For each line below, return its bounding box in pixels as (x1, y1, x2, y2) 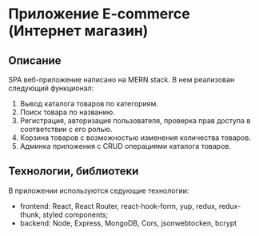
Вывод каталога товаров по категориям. (19, 99, 158, 108)
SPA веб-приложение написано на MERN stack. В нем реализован (8, 75, 235, 84)
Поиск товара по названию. (19, 107, 116, 117)
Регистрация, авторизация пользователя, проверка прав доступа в (19, 116, 251, 125)
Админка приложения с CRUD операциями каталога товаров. (19, 142, 232, 150)
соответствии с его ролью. (19, 125, 113, 134)
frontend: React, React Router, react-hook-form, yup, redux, (19, 201, 217, 210)
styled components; (42, 210, 109, 219)
